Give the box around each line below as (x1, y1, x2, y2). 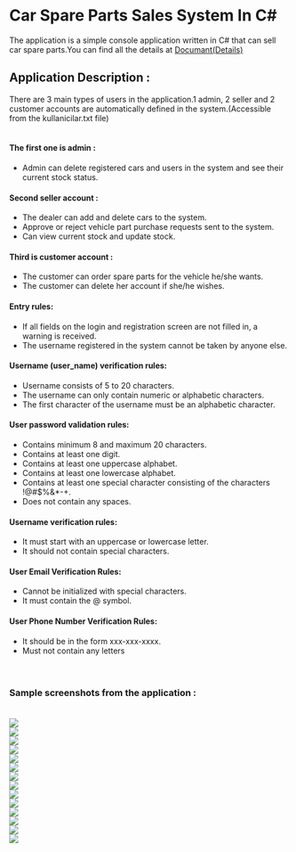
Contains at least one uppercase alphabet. (21, 458, 178, 469)
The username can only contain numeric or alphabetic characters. (21, 389, 265, 400)
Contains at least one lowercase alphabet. (21, 467, 176, 478)
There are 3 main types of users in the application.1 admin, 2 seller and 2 (9, 94, 276, 104)
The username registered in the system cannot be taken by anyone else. (21, 340, 287, 350)
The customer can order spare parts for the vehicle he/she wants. (21, 271, 264, 282)
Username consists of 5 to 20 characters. (21, 380, 175, 390)
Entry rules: (9, 300, 54, 312)
